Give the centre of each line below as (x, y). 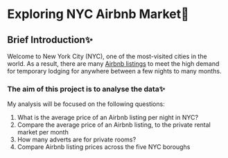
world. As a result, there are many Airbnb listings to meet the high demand (113, 64)
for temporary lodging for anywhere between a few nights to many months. (114, 71)
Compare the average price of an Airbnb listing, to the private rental (114, 125)
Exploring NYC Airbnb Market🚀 (98, 14)
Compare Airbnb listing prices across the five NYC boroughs (104, 147)
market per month (43, 132)
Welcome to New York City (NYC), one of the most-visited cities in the (107, 56)
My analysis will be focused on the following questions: (86, 104)
